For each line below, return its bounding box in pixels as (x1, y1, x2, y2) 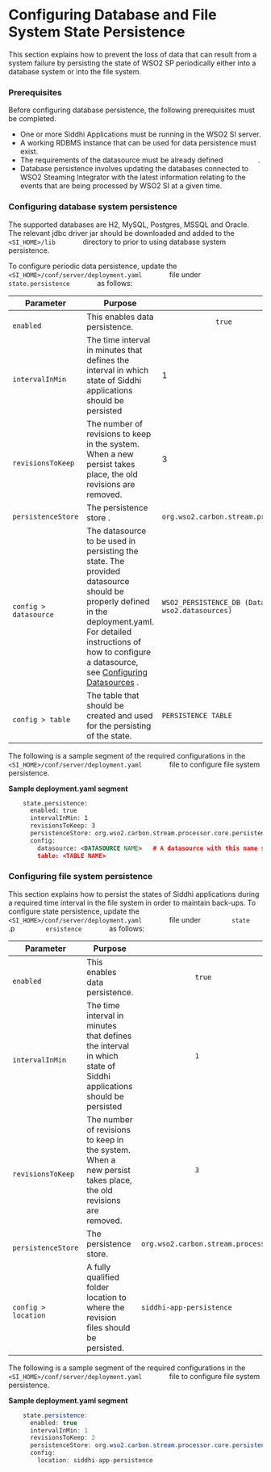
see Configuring (85, 667, 148, 678)
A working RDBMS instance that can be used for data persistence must (19, 138, 256, 148)
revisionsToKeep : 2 (29, 1434, 95, 1442)
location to (85, 1291, 127, 1302)
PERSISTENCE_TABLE (161, 711, 232, 720)
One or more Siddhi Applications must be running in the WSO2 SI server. (19, 129, 261, 139)
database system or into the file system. (8, 66, 142, 76)
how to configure (85, 646, 152, 658)
